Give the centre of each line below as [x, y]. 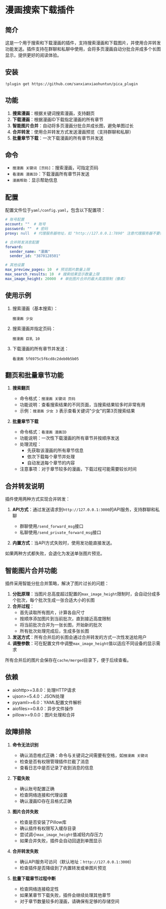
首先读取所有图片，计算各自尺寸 [52, 612]
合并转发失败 [25, 851]
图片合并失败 [25, 812]
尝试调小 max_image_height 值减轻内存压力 [61, 834]
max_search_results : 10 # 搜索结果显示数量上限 [52, 274]
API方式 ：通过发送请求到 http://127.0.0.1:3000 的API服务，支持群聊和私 [86, 510]
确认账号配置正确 [37, 789]
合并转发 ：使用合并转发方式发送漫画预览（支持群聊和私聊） [73, 132]
